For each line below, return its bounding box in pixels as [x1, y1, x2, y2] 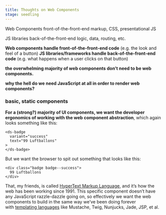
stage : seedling [5, 12, 39, 17]
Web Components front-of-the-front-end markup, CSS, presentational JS [5, 25, 156, 31]
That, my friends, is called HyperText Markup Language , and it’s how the [5, 183, 155, 189]
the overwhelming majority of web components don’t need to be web [5, 65, 151, 71]
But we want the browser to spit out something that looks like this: [5, 156, 141, 162]
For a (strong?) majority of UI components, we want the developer [5, 109, 145, 115]
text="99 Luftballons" [9, 138, 57, 143]
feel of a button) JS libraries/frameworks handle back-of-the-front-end [5, 50, 156, 56]
